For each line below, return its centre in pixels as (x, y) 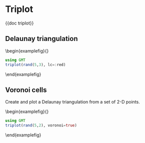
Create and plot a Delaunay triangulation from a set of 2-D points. (72, 102)
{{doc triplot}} (19, 23)
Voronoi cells (26, 90)
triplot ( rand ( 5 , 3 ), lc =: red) (35, 64)
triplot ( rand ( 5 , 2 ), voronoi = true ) (41, 125)
